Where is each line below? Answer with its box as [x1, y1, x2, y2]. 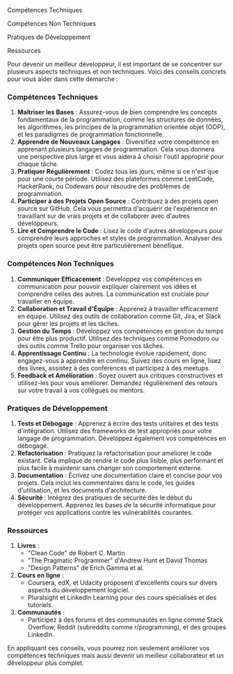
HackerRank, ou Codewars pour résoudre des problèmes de [17, 182, 190, 190]
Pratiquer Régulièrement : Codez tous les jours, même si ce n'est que [17, 167, 219, 176]
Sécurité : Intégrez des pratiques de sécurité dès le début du [17, 493, 193, 502]
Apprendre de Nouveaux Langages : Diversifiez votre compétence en [17, 137, 219, 146]
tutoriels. [27, 601, 54, 609]
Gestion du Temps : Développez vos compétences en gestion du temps [17, 327, 224, 335]
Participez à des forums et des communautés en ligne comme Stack [27, 615, 224, 624]
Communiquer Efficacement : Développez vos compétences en [17, 275, 202, 283]
